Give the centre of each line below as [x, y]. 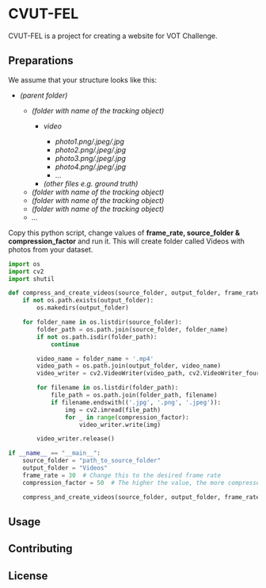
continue [65, 344]
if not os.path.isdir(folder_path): [97, 337]
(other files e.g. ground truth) [91, 183]
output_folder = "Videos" [65, 468]
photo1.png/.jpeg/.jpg [90, 141]
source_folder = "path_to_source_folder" [91, 461]
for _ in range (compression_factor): [127, 417]
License [28, 576]
